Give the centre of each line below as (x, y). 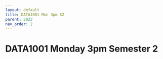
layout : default (22, 10)
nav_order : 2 (19, 24)
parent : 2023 (19, 19)
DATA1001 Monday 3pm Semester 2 (82, 49)
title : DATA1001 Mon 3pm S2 (35, 15)
